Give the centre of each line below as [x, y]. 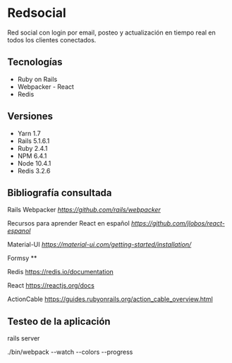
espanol [19, 231]
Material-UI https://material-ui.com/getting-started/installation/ [99, 245]
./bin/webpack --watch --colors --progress [70, 352]
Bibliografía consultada [60, 193]
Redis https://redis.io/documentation [61, 272]
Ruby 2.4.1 [32, 148]
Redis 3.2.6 [34, 171]
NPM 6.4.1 [32, 156]
